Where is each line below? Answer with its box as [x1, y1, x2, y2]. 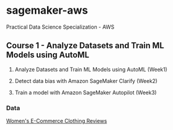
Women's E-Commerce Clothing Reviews [6, 117, 107, 125]
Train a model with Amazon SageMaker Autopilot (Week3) [14, 89, 157, 96]
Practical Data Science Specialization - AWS [6, 23, 115, 30]
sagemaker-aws [6, 4, 88, 17]
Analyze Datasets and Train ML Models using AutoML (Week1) [14, 66, 168, 73]
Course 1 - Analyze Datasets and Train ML [6, 41, 165, 51]
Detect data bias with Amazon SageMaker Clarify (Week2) [14, 77, 158, 84]
